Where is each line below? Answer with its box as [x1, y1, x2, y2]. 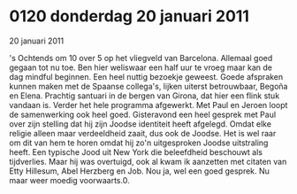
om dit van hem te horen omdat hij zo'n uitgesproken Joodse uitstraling [9, 137, 269, 148]
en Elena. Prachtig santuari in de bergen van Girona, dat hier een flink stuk [9, 90, 280, 101]
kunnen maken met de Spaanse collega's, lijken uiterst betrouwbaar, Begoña [9, 81, 288, 91]
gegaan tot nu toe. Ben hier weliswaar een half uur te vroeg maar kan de [9, 62, 272, 73]
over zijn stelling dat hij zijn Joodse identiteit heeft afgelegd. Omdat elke [9, 118, 272, 129]
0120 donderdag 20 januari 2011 [9, 6, 250, 27]
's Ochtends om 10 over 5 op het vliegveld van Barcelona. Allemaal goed [9, 52, 273, 63]
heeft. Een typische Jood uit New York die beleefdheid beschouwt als [9, 146, 263, 157]
